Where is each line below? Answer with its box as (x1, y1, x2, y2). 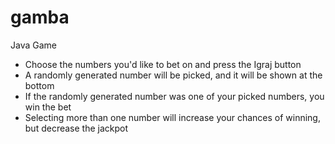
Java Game (10, 39, 57, 51)
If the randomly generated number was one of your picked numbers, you (24, 90, 325, 102)
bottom (24, 79, 55, 91)
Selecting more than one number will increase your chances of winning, (24, 111, 321, 123)
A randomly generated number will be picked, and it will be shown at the (24, 69, 323, 81)
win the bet (24, 101, 72, 113)
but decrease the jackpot (24, 122, 129, 134)
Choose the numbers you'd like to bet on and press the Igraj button (24, 58, 302, 70)
